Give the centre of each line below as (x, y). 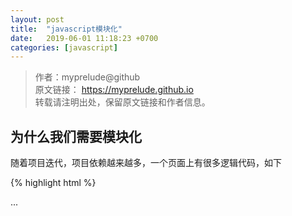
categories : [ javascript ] (64, 47)
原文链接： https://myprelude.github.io (114, 90)
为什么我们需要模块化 (76, 136)
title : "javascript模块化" (66, 29)
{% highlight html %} (53, 183)
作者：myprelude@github (87, 77)
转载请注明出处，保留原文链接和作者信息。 (122, 102)
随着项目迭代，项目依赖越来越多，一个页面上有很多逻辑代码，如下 (146, 163)
